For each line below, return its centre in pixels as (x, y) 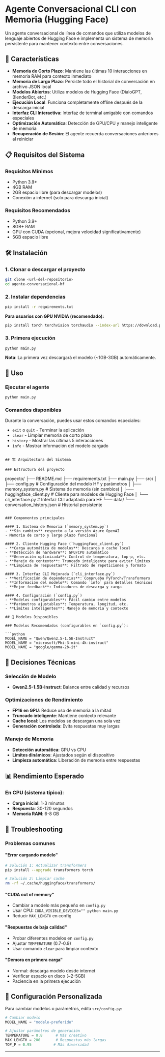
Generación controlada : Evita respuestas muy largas (66, 726)
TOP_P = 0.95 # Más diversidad (47, 1045)
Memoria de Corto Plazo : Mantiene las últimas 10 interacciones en (80, 71)
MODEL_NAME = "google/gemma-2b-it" (41, 647)
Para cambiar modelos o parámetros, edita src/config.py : (64, 1008)
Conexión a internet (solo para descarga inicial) (60, 198)
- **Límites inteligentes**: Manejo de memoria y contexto (67, 608)
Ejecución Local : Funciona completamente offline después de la (77, 102)
